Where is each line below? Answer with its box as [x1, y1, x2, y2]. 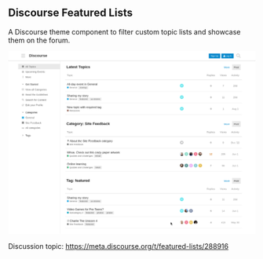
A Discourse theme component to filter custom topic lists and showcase [8, 27, 241, 36]
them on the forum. [8, 35, 71, 45]
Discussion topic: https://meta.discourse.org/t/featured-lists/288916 [8, 242, 229, 251]
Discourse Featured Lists [8, 6, 133, 20]
